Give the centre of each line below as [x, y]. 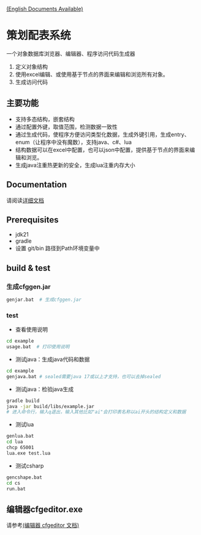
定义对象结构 [31, 66]
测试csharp [29, 466]
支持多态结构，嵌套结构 [45, 119]
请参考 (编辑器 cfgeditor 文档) [43, 525]
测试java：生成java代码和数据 [52, 359]
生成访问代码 [31, 82]
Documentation [37, 185]
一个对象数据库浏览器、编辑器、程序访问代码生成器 [71, 53]
